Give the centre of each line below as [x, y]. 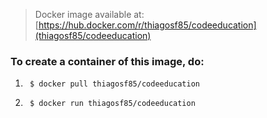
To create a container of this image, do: [107, 61]
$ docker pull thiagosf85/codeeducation [115, 84]
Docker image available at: [89, 14]
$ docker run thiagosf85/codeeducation [112, 104]
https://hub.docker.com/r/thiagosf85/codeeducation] [147, 25]
